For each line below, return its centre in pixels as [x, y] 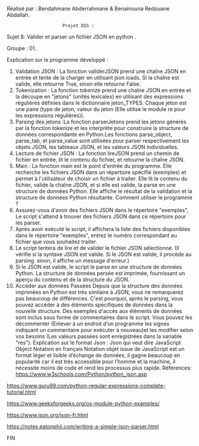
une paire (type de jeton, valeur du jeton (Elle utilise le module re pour [100, 109]
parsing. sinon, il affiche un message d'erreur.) [72, 260]
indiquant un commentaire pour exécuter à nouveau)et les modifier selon [104, 330]
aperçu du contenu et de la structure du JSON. [72, 279]
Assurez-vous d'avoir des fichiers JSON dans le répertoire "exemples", [102, 210]
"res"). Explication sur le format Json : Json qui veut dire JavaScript [98, 343]
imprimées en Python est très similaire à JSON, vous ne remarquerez [99, 292]
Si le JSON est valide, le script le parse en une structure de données [99, 267]
